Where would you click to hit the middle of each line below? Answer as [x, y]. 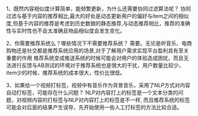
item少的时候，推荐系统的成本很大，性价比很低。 [66, 73]
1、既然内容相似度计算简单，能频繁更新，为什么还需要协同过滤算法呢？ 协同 [98, 9]
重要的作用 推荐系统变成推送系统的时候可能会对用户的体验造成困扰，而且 [95, 58]
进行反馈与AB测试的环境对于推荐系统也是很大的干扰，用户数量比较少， [98, 65]
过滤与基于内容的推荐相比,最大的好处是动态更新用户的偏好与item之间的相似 [98, 16]
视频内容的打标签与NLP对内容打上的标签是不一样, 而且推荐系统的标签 [106, 100]
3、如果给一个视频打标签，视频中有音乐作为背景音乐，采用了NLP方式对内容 [98, 85]
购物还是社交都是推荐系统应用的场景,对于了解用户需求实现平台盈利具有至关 [98, 51]
